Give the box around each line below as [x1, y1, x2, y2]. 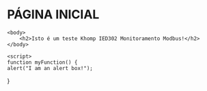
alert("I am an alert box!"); [7, 65, 94, 71]
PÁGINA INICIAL [7, 7, 100, 22]
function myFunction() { [7, 58, 78, 66]
